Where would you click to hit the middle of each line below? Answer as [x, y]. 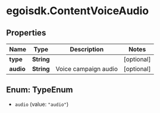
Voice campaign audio [87, 69]
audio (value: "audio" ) [42, 104]
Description [87, 49]
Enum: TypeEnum [40, 90]
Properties [26, 33]
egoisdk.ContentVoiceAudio [78, 11]
